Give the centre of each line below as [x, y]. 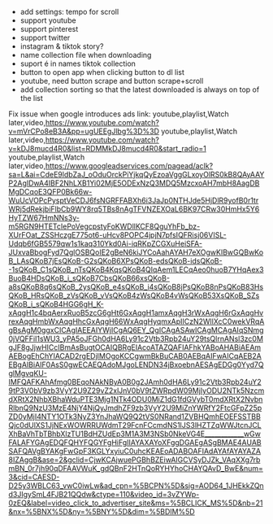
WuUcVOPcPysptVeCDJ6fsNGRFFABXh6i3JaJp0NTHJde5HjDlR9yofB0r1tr [134, 200]
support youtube [48, 20]
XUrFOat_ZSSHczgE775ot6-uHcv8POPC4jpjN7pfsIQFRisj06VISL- [117, 235]
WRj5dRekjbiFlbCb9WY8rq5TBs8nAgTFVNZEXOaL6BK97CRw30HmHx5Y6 [134, 209]
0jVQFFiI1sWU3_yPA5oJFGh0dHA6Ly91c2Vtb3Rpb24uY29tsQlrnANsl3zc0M [136, 338]
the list [31, 98]
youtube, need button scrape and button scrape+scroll [112, 81]
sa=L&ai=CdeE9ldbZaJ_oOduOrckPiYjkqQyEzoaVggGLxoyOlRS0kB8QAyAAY [136, 175]
